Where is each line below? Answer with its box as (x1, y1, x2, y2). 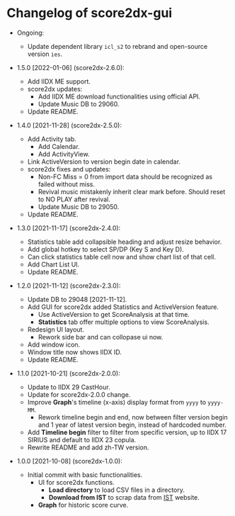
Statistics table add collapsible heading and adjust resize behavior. (27, 237, 222, 246)
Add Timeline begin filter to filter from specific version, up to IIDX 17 (27, 427, 227, 437)
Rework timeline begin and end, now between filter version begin (38, 413, 228, 421)
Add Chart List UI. (27, 260, 80, 269)
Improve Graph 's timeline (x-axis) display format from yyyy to (27, 398, 207, 406)
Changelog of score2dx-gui (6, 5, 173, 21)
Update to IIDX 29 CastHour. (27, 383, 110, 391)
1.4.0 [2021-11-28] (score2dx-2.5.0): (16, 120, 122, 129)
